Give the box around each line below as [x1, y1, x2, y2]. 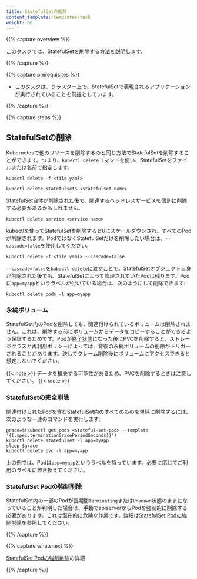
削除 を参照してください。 [11, 519, 74, 527]
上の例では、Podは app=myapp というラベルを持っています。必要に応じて [6, 459, 178, 466]
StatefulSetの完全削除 [6, 393, 69, 402]
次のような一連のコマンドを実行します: [6, 415, 101, 422]
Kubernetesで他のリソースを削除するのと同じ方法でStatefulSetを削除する [6, 149, 184, 156]
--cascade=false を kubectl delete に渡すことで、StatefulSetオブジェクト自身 [6, 265, 192, 272]
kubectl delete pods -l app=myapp [6, 291, 91, 298]
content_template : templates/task [6, 14, 91, 20]
